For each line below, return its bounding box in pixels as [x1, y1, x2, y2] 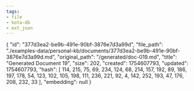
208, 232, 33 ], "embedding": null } [6, 79, 92, 86]
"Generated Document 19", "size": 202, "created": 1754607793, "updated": [6, 60, 189, 67]
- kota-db [6, 19, 31, 25]
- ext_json [6, 25, 33, 31]
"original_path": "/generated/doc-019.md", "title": [57, 53, 177, 60]
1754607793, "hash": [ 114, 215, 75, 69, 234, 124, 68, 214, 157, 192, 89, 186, [6, 66, 187, 73]
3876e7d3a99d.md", [6, 53, 56, 60]
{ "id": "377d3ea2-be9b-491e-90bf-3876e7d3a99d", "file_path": [6, 41, 164, 48]
